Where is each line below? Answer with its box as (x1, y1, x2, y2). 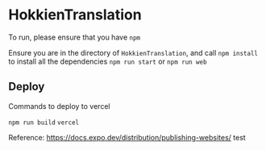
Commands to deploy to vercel (8, 101, 110, 110)
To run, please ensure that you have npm (8, 32, 141, 42)
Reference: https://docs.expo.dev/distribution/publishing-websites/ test (8, 132, 246, 142)
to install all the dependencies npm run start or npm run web (8, 56, 207, 66)
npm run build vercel (8, 119, 79, 127)
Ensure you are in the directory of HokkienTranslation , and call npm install (8, 48, 258, 57)
